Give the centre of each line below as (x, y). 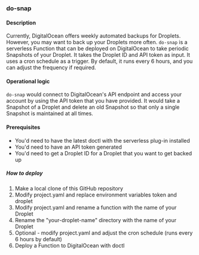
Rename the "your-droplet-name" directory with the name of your (96, 220)
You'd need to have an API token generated (68, 147)
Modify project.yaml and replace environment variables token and (96, 195)
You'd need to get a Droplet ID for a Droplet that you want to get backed (103, 153)
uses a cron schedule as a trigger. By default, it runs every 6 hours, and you (99, 62)
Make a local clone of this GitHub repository (69, 188)
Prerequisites (23, 127)
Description (21, 23)
